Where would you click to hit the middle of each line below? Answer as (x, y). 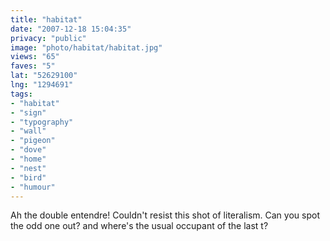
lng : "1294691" (42, 85)
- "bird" (28, 177)
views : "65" (35, 57)
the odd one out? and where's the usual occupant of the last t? (139, 226)
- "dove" (28, 150)
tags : (21, 94)
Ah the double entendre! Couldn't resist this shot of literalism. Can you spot (165, 215)
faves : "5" (33, 66)
